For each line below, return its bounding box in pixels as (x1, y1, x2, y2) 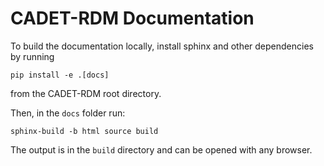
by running (10, 50, 55, 62)
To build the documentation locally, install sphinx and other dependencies (10, 40, 314, 52)
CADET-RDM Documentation (10, 7, 255, 30)
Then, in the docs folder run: (10, 107, 126, 119)
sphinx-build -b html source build (10, 126, 159, 136)
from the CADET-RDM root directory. (10, 87, 162, 99)
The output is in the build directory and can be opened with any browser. (10, 143, 313, 156)
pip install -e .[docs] (10, 70, 110, 80)
